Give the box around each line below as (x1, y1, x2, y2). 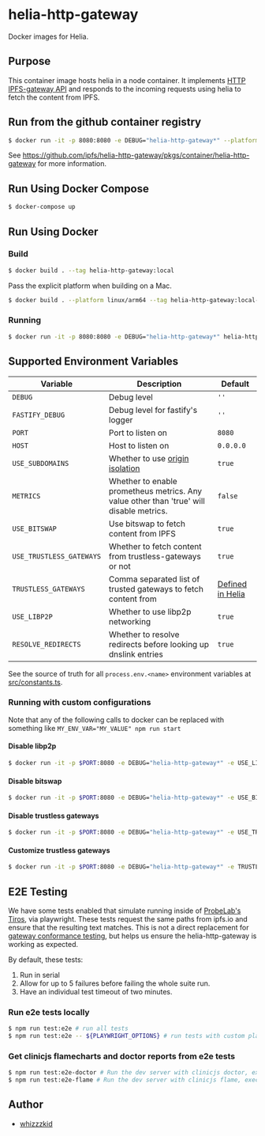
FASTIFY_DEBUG (12, 410, 65, 419)
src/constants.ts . (8, 677, 63, 687)
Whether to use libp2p (109, 606, 192, 617)
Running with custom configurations (8, 697, 151, 708)
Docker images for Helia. (8, 32, 89, 41)
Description (136, 378, 182, 389)
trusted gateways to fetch (109, 583, 203, 594)
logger (109, 414, 133, 425)
